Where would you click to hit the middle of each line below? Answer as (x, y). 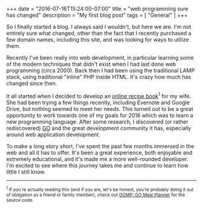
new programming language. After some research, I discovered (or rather (97, 121)
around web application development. (53, 134)
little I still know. (26, 172)
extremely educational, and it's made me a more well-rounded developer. (97, 159)
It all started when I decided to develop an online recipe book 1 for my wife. (99, 96)
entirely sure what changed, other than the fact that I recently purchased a (99, 33)
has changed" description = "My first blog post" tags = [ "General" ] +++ (97, 15)
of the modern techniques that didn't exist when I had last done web (91, 64)
